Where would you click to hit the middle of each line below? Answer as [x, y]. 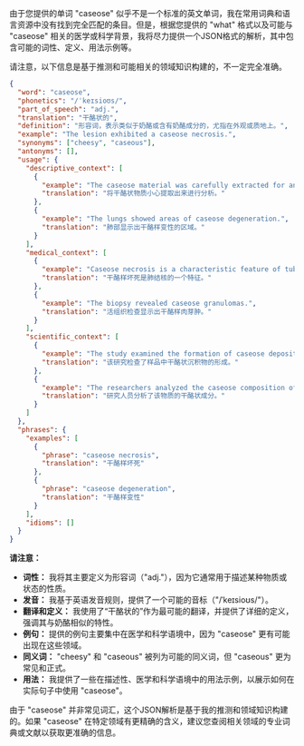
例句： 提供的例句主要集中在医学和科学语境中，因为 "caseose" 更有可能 [156, 634]
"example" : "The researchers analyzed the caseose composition [163, 388]
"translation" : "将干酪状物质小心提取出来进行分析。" [134, 193]
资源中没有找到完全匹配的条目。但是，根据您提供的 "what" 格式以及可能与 [155, 25]
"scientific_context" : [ [72, 337]
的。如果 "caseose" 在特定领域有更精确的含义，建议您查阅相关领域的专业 [146, 721]
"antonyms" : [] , [48, 152]
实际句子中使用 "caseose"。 [75, 691]
